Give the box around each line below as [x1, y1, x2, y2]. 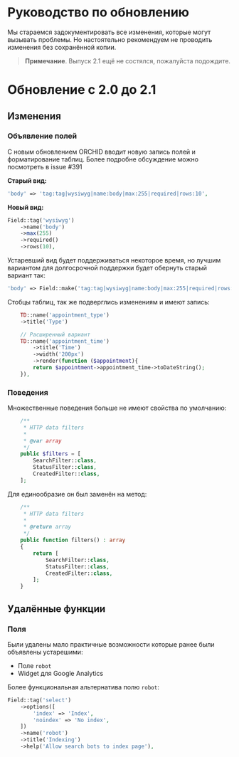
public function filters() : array [20, 536, 126, 544]
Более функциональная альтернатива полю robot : [7, 682, 160, 691]
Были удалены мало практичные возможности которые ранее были [7, 640, 215, 648]
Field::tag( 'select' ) [7, 697, 72, 704]
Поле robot [17, 661, 52, 669]
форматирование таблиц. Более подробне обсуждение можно [7, 154, 199, 164]
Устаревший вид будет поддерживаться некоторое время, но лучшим [7, 256, 221, 265]
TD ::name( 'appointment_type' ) [20, 311, 110, 319]
